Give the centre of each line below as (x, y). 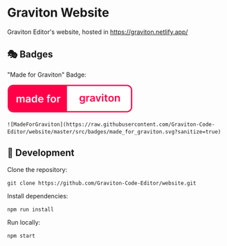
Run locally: (24, 222)
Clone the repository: (37, 169)
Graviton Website (58, 13)
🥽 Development (41, 153)
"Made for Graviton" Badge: (47, 75)
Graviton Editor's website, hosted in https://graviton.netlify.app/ (98, 32)
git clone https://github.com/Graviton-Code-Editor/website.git (102, 183)
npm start (21, 236)
